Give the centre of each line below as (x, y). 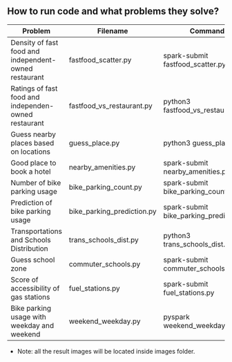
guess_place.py (94, 143)
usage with (28, 316)
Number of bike (36, 183)
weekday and (32, 325)
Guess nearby (33, 134)
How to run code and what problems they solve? (113, 11)
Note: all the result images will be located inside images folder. (106, 351)
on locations (30, 152)
